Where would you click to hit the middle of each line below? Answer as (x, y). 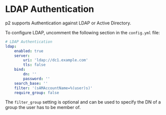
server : (22, 56)
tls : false (34, 65)
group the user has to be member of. (43, 108)
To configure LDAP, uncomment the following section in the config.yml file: (82, 32)
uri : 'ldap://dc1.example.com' (56, 60)
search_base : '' (31, 83)
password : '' (37, 79)
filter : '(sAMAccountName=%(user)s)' (53, 88)
